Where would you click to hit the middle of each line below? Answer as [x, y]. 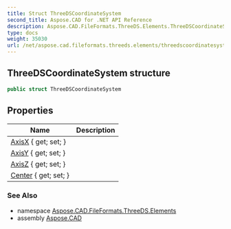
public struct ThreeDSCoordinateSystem [64, 89]
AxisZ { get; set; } [38, 164]
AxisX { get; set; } [38, 142]
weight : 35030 [27, 39]
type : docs [23, 33]
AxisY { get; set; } [38, 153]
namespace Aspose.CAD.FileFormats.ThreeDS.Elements [97, 210]
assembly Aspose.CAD [49, 218]
